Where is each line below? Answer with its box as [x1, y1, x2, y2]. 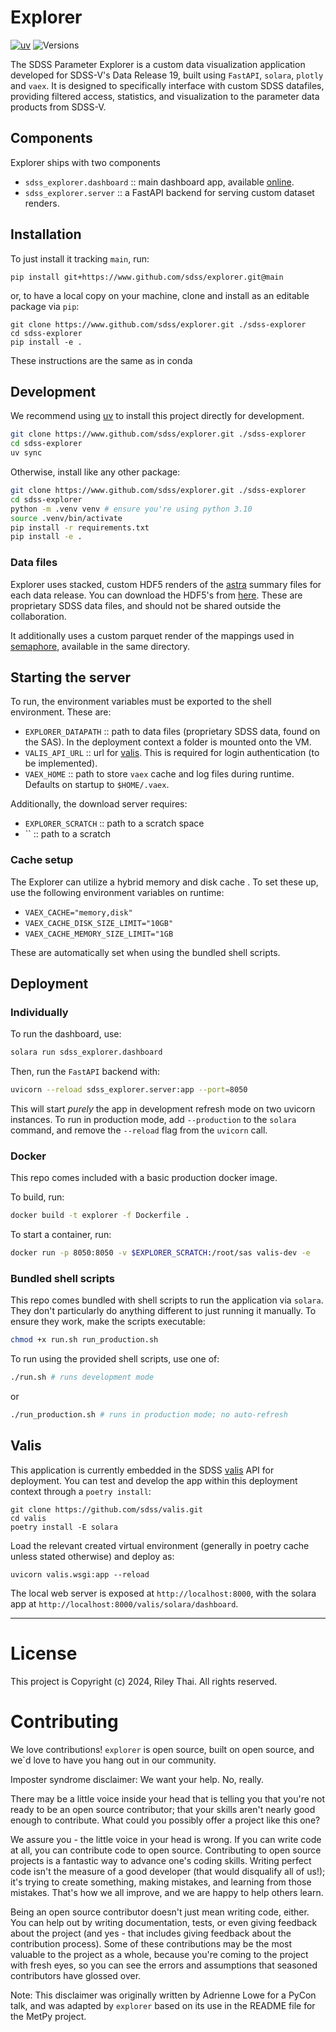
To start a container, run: [10, 1229, 112, 1241]
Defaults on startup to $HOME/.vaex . [24, 779, 170, 791]
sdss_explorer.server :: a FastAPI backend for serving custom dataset [24, 186, 315, 198]
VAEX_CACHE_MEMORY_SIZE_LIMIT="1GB [24, 929, 174, 939]
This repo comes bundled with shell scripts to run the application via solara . [10, 1294, 324, 1306]
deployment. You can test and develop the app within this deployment [10, 1474, 298, 1486]
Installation [10, 226, 82, 243]
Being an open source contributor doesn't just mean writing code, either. [10, 1906, 310, 1918]
